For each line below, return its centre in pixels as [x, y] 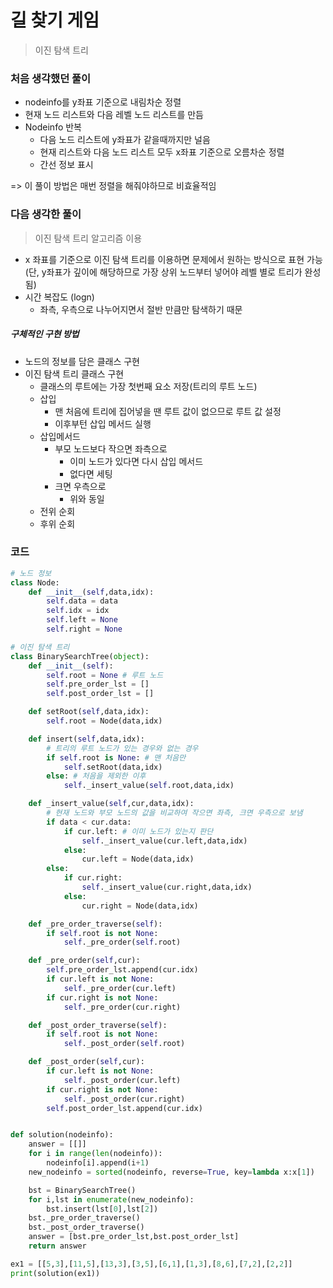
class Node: [35, 582]
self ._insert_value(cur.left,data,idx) [164, 841]
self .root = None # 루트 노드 [105, 675]
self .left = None [82, 620]
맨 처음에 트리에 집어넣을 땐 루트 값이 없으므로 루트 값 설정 [168, 411]
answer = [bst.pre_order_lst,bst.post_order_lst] [134, 1237]
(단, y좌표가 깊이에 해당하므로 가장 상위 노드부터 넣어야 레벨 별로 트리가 [163, 272]
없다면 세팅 [91, 473]
